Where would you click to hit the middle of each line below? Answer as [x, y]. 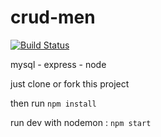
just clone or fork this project [70, 83]
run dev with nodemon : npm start [81, 122]
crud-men [53, 17]
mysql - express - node [58, 64]
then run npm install [53, 103]
